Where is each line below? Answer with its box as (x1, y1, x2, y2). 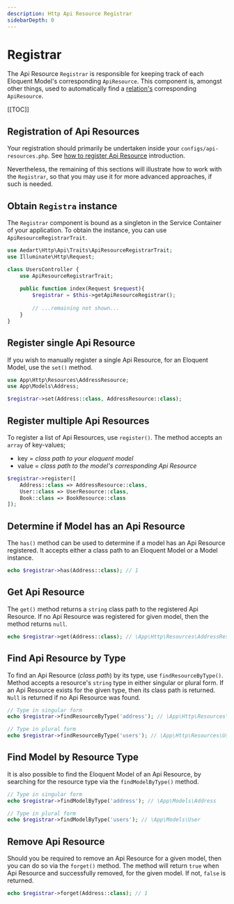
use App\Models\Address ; (7, 383, 79, 390)
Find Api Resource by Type (7, 652, 127, 664)
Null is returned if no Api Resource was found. (7, 693, 141, 701)
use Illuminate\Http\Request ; (7, 253, 95, 260)
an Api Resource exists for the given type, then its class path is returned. (7, 686, 216, 694)
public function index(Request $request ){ (19, 285, 145, 293)
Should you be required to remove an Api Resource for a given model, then (7, 855, 221, 863)
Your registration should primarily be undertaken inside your (7, 144, 180, 153)
